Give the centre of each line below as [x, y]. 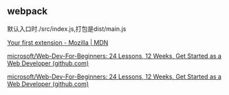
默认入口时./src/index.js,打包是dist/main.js [67, 29]
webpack [28, 11]
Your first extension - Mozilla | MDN [58, 42]
